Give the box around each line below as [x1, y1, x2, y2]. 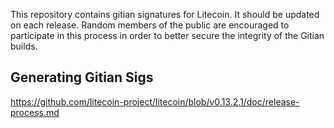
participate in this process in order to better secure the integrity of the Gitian [10, 30, 325, 41]
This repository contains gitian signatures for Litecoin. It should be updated [10, 9, 320, 20]
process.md [10, 106, 60, 118]
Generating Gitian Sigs [10, 69, 154, 86]
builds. [10, 40, 38, 52]
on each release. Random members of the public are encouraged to [10, 19, 290, 31]
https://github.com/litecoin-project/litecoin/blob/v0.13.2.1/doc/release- [10, 95, 300, 108]
